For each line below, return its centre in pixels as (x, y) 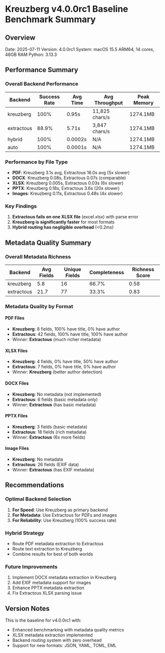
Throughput (109, 103)
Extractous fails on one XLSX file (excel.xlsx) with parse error (75, 217)
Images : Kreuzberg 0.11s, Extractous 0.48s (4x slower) (68, 193)
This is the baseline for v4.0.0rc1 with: (43, 620)
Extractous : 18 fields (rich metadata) (49, 432)
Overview (20, 38)
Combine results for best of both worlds (53, 554)
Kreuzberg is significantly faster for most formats (63, 222)
